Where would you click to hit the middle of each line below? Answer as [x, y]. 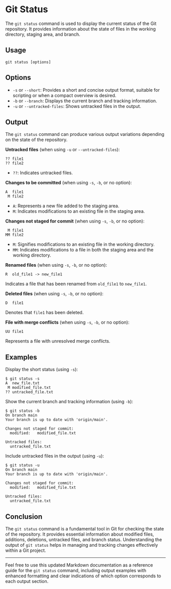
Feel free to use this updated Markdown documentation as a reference [79, 565]
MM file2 [15, 235]
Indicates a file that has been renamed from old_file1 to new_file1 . [76, 284]
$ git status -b [22, 411]
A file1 [15, 192]
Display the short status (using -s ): [41, 370]
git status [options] [28, 62]
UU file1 [15, 332]
